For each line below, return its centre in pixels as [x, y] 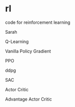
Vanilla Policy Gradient [28, 51]
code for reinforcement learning [38, 22]
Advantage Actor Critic [29, 99]
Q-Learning [17, 41]
